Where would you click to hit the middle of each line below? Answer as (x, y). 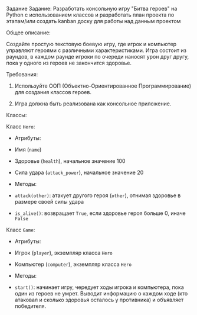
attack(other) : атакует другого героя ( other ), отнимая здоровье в (98, 195)
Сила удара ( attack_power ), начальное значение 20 (79, 172)
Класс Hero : (21, 126)
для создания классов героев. (53, 92)
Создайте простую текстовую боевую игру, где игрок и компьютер (91, 44)
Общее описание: (29, 33)
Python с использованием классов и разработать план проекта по (90, 15)
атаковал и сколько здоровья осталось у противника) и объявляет (99, 300)
